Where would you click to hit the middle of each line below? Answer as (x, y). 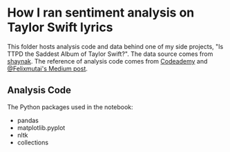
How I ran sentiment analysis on (101, 13)
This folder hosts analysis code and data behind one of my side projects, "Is (115, 46)
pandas (28, 120)
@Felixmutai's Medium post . (48, 68)
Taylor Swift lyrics (60, 27)
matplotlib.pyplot (41, 127)
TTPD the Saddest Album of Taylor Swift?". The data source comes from (110, 54)
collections (33, 142)
